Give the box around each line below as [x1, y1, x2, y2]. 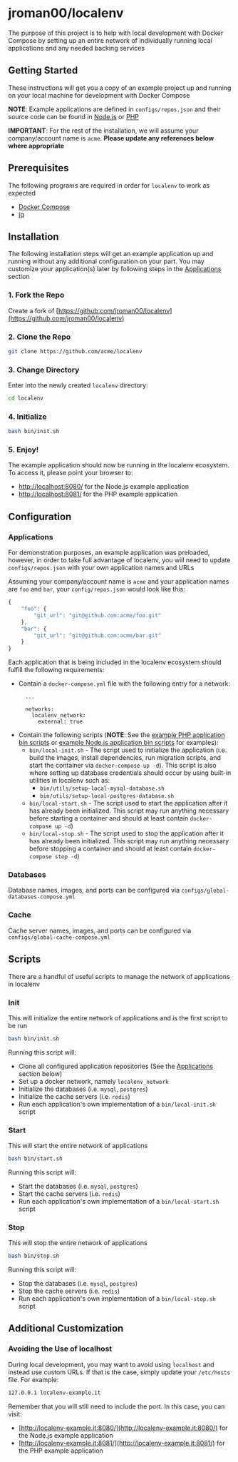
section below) [18, 1069, 63, 1078]
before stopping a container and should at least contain [29, 844, 192, 853]
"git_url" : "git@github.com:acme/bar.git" [33, 631, 162, 639]
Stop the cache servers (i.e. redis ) [18, 1286, 120, 1296]
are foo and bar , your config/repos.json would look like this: [8, 585, 186, 594]
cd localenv [8, 395, 43, 402]
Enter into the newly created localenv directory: [8, 381, 148, 390]
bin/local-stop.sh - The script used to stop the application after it [29, 829, 224, 838]
